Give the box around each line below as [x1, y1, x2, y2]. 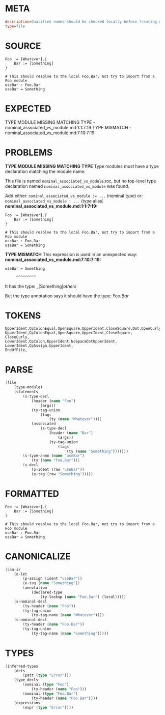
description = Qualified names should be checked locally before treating [5, 19, 157, 24]
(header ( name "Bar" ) [49, 430, 93, 435]
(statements [14, 389, 38, 395]
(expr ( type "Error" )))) [23, 705, 74, 710]
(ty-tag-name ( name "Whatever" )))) [31, 613, 105, 618]
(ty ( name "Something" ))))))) [66, 449, 129, 454]
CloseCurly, [5, 335, 29, 340]
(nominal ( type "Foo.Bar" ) [23, 691, 78, 696]
